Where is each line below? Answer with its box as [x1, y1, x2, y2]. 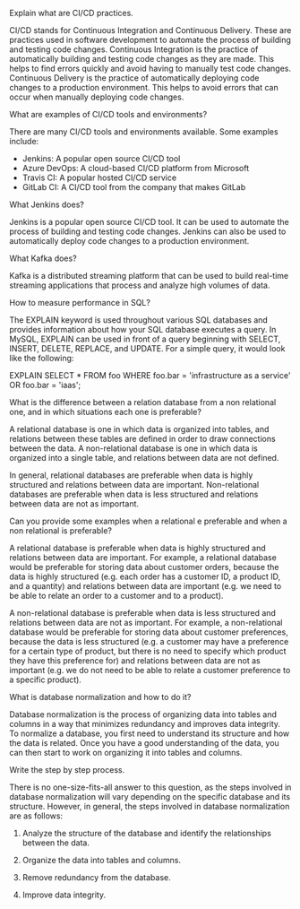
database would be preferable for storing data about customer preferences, [9, 627, 288, 637]
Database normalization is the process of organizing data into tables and [9, 709, 278, 720]
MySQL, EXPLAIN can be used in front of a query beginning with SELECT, [9, 333, 281, 344]
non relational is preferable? [9, 525, 112, 536]
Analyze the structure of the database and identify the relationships [21, 828, 271, 838]
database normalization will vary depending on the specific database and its [9, 792, 291, 801]
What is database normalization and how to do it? [9, 692, 192, 702]
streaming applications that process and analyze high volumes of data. [9, 280, 270, 290]
